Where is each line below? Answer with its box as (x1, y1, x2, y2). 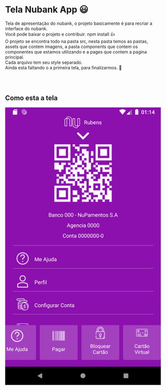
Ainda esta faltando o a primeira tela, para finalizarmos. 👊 (5, 64, 122, 70)
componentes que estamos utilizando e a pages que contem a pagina (5, 49, 147, 55)
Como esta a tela (5, 94, 58, 103)
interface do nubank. (5, 25, 48, 31)
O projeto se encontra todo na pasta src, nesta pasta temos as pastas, (5, 38, 148, 44)
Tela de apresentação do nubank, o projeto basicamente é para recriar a (5, 20, 153, 26)
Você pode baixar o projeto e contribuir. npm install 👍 (5, 31, 115, 37)
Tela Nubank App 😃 (5, 4, 88, 15)
